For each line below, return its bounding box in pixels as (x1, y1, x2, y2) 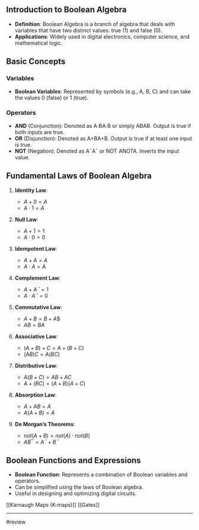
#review (6, 518, 26, 526)
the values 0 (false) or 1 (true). (14, 94, 89, 101)
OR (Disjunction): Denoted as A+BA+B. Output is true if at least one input (14, 134, 192, 142)
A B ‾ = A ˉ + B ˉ (23, 438, 59, 445)
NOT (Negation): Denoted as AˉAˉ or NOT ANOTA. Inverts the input (14, 147, 179, 155)
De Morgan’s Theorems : (14, 420, 75, 428)
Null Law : (14, 216, 38, 223)
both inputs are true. (14, 129, 65, 136)
